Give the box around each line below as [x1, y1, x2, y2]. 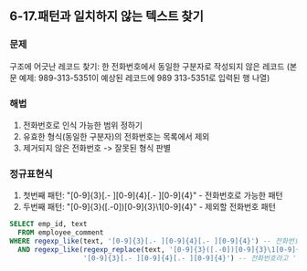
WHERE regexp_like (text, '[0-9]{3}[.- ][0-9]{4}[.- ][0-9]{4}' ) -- [9, 236, 272, 246]
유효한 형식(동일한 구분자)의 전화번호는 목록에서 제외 [22, 130, 210, 141]
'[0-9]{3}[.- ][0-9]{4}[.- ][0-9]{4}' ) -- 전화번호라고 [82, 254, 290, 263]
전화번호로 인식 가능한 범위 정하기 [22, 120, 143, 130]
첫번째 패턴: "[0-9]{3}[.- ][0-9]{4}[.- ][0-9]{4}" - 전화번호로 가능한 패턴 [22, 190, 283, 201]
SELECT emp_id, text [9, 220, 89, 229]
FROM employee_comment [17, 228, 104, 237]
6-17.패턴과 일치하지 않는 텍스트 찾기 [9, 8, 204, 25]
